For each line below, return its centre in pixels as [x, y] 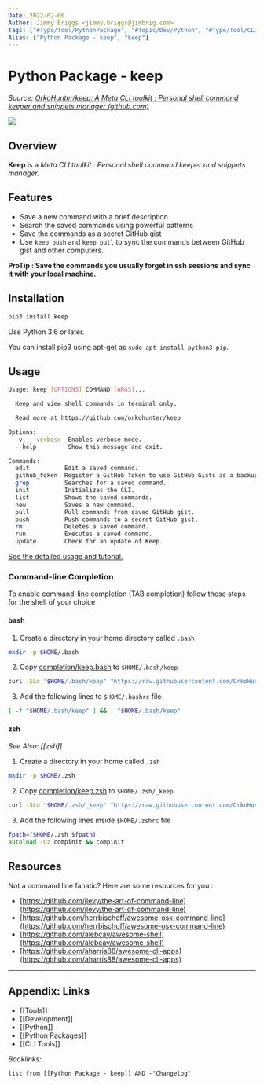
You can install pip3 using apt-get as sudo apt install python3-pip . [119, 347]
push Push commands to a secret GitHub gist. [107, 520]
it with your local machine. [52, 274]
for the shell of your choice [52, 602]
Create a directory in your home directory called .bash [107, 638]
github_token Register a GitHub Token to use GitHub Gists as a [125, 476]
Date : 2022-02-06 [37, 15]
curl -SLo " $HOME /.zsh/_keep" [58, 805]
